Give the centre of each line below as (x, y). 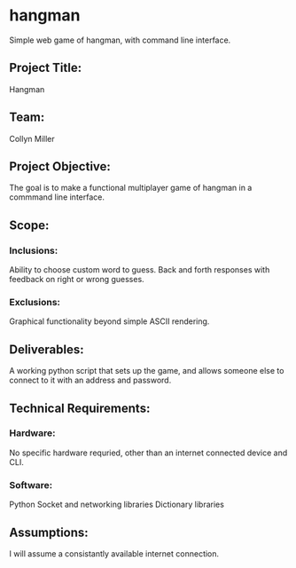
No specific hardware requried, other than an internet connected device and (148, 453)
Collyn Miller (32, 138)
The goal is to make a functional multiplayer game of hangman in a (131, 188)
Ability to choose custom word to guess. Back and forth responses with (140, 270)
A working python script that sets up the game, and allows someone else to (147, 371)
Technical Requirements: (80, 408)
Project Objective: (60, 166)
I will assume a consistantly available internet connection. (114, 553)
